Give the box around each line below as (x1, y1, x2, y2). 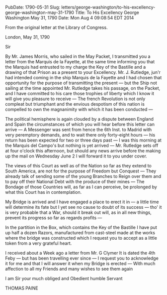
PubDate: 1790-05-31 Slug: (5, 4, 61, 10)
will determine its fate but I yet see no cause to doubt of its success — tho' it (5, 204, 162, 210)
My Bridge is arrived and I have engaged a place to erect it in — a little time (5, 199, 159, 205)
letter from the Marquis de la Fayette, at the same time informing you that (5, 59, 155, 64)
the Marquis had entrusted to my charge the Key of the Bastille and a (5, 64, 146, 70)
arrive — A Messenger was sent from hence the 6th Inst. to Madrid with (5, 127, 152, 133)
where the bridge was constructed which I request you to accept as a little (5, 235, 158, 241)
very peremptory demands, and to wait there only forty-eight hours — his (5, 132, 156, 138)
